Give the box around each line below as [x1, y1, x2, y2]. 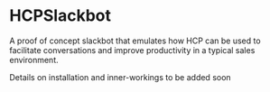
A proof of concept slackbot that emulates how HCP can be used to [9, 35, 261, 46]
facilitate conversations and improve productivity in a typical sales [9, 44, 256, 55]
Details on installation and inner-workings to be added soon [9, 71, 232, 82]
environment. [9, 54, 59, 65]
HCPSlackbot [9, 5, 111, 26]
